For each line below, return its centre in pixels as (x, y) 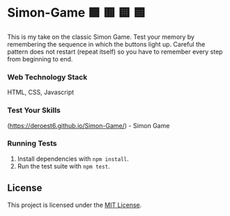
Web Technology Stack (47, 77)
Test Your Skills (34, 110)
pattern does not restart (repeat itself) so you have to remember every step (115, 52)
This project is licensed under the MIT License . (75, 205)
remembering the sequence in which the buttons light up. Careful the (106, 44)
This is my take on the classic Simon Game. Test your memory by (101, 37)
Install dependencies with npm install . (73, 159)
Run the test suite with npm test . (63, 166)
